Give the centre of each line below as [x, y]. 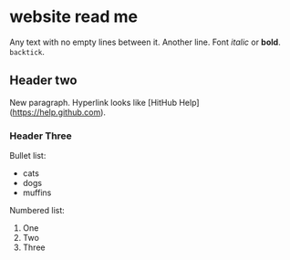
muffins [37, 192]
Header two [43, 81]
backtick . [27, 51]
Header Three [41, 136]
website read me [74, 17]
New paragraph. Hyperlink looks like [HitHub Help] [104, 102]
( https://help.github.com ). [58, 112]
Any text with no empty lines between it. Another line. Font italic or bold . [145, 42]
